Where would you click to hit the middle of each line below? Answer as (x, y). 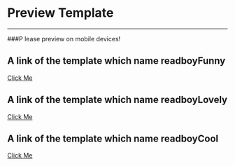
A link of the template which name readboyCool (113, 138)
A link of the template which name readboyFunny (116, 61)
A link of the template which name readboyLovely (117, 100)
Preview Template (60, 13)
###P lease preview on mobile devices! (64, 39)
